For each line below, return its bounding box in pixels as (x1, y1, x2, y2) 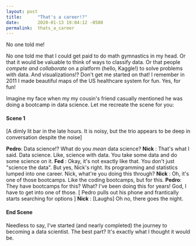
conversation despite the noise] (6, 134, 82, 141)
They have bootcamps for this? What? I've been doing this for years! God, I (6, 183, 187, 190)
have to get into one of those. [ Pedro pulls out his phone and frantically (6, 189, 179, 196)
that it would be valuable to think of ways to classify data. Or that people (6, 59, 181, 66)
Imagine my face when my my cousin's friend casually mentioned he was (6, 95, 183, 102)
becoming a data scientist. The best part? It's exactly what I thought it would (6, 228, 190, 235)
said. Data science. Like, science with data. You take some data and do (6, 151, 177, 159)
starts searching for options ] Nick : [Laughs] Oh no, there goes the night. (6, 195, 184, 203)
